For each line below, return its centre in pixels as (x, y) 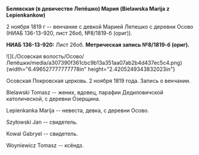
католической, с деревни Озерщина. (53, 99)
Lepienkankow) (26, 15)
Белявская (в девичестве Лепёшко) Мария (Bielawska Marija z (88, 9)
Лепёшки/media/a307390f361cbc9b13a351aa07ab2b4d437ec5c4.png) (94, 63)
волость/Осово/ (64, 56)
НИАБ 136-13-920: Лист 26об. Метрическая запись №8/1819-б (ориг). (98, 45)
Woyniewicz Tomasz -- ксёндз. (45, 145)
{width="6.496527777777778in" (46, 69)
